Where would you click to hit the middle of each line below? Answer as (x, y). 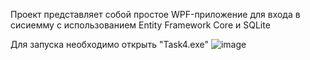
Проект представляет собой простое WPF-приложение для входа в (155, 14)
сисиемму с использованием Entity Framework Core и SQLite (140, 25)
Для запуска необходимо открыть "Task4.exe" (110, 44)
